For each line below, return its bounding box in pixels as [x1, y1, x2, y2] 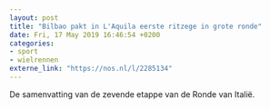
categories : [9, 38, 55, 48]
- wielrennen [9, 55, 59, 64]
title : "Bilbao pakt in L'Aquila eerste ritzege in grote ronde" [9, 22, 262, 31]
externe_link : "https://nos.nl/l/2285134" [9, 64, 173, 74]
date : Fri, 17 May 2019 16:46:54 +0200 [9, 30, 161, 39]
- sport [9, 47, 39, 56]
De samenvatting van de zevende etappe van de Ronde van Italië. [9, 88, 255, 100]
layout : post [9, 13, 59, 23]
